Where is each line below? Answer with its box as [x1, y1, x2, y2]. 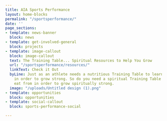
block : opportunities [9, 95, 55, 100]
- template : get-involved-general [5, 40, 77, 45]
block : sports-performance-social [9, 104, 81, 109]
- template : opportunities [5, 90, 61, 95]
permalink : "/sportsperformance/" [5, 16, 77, 21]
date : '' [5, 21, 23, 26]
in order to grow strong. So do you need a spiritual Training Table [14, 76, 162, 81]
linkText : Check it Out [9, 67, 59, 72]
